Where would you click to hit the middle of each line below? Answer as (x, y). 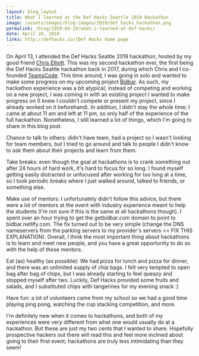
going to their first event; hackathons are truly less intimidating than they (95, 341)
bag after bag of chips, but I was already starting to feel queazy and (89, 274)
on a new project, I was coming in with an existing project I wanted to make (98, 94)
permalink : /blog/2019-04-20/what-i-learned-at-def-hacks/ (81, 28)
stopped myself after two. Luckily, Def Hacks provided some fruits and (93, 280)
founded (17, 75)
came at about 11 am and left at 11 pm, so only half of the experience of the (97, 113)
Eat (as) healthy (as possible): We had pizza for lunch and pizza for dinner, (97, 261)
